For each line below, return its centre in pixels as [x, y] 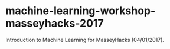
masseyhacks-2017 [55, 23]
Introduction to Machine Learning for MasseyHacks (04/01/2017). [85, 40]
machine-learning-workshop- [81, 11]
